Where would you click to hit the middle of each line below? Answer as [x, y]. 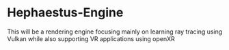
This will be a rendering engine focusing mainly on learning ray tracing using [115, 32]
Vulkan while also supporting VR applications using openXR [91, 38]
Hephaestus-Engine [65, 13]
